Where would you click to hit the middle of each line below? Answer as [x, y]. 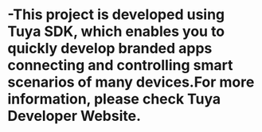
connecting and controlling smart [120, 66]
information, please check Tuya [114, 99]
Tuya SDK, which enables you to [116, 31]
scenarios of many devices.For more [131, 82]
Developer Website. [74, 116]
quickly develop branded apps [110, 49]
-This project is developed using [116, 15]
